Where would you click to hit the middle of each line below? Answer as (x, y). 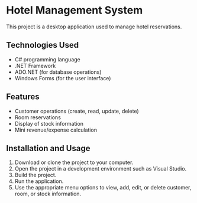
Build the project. (35, 175)
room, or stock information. (48, 194)
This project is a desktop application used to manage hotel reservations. (94, 27)
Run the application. (39, 181)
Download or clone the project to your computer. (74, 162)
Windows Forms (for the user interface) (63, 78)
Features (23, 97)
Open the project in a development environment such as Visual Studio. (101, 169)
